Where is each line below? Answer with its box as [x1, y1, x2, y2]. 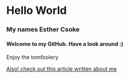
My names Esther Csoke [6, 25, 80, 34]
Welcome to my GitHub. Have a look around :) [6, 40, 124, 47]
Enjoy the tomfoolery [6, 54, 59, 61]
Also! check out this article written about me [6, 65, 117, 73]
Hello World [6, 4, 67, 18]
